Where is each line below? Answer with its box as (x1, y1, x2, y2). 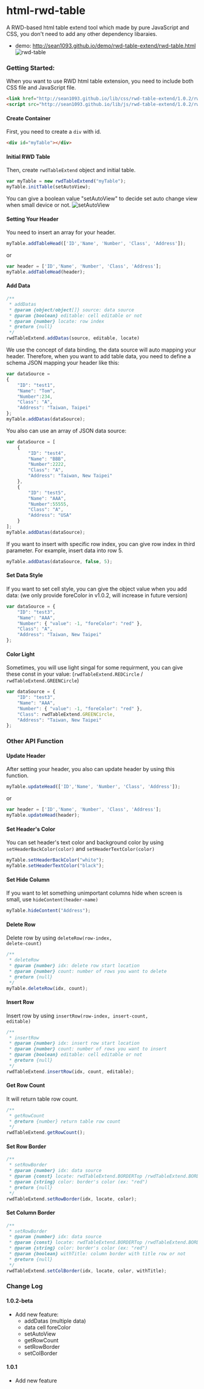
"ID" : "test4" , (28, 450, 67, 456)
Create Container (6, 114, 51, 122)
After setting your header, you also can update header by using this (6, 766, 175, 773)
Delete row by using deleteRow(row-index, (6, 934, 112, 941)
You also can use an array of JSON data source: (6, 427, 126, 434)
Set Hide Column (6, 876, 50, 883)
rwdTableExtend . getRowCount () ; (6, 1129, 86, 1136)
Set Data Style (6, 572, 44, 579)
